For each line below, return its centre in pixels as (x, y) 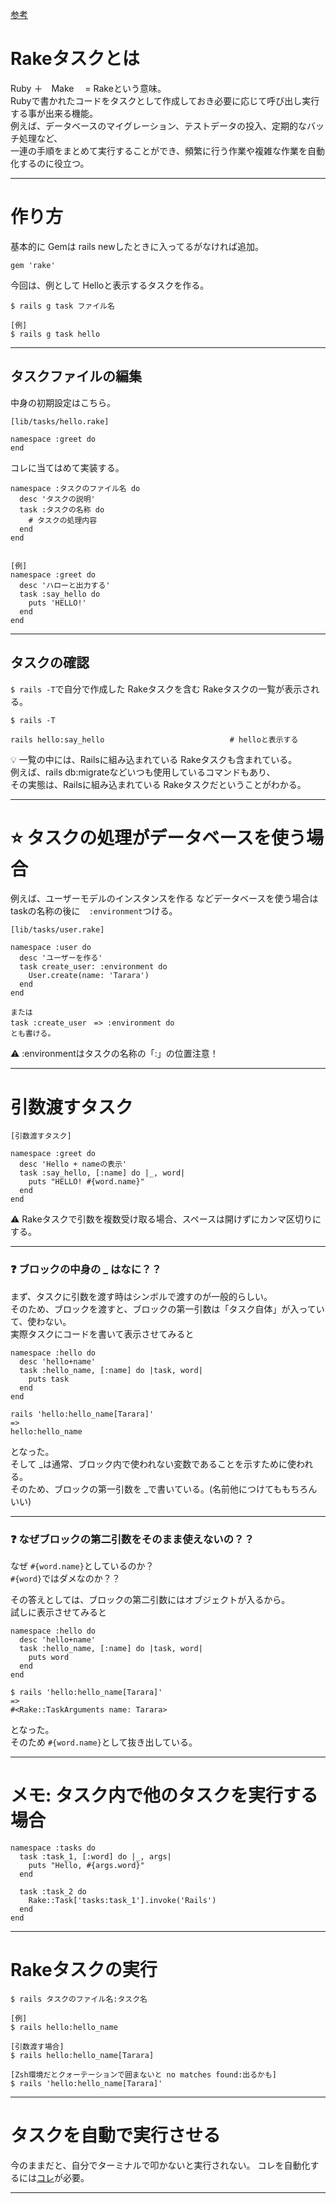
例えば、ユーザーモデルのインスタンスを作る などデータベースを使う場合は (164, 899)
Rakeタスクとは (75, 59)
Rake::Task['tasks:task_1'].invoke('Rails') (122, 1900)
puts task (49, 1379)
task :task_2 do (53, 1891)
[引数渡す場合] (37, 2046)
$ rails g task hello (55, 334)
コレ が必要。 (63, 2177)
